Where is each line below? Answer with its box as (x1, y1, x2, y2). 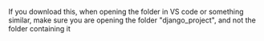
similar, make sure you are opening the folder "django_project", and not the (8, 15, 257, 25)
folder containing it (8, 24, 71, 33)
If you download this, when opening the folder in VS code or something (8, 7, 244, 16)
